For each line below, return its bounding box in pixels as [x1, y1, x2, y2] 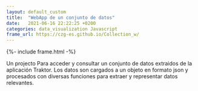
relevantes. [6, 79, 35, 87]
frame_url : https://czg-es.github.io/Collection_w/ [6, 32, 139, 38]
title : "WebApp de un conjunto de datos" [6, 15, 115, 21]
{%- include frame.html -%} [6, 48, 76, 55]
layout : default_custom [6, 8, 67, 15]
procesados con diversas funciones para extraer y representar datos [6, 73, 178, 80]
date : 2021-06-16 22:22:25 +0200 [6, 20, 96, 26]
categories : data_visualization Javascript [6, 25, 118, 32]
